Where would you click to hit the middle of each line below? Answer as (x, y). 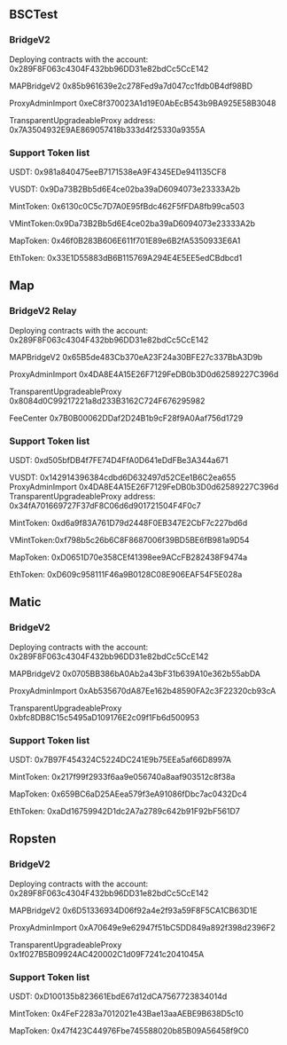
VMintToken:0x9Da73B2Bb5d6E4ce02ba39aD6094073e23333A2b (132, 223)
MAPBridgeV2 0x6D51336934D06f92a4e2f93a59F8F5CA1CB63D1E (133, 910)
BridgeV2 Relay (43, 311)
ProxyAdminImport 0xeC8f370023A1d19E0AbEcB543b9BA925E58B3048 (143, 103)
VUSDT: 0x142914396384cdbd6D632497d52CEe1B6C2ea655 (123, 477)
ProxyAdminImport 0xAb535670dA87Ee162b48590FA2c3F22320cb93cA (143, 690)
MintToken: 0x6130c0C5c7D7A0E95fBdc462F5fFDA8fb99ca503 (127, 206)
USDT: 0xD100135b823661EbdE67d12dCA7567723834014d (118, 996)
